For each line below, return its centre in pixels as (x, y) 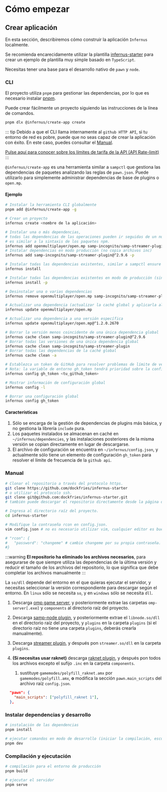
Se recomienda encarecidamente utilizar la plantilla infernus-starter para (79, 54)
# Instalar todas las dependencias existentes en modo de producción (79, 278)
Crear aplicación (31, 28)
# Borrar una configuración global (42, 396)
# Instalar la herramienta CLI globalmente (51, 205)
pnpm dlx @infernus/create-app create (45, 122)
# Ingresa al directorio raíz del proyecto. (52, 511)
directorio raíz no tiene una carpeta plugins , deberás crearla (74, 628)
